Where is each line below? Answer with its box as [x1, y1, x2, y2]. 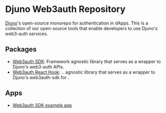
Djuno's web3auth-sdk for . [12, 74, 69, 80]
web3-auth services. [5, 30, 48, 36]
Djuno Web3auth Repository [5, 3, 126, 15]
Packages [5, 45, 37, 53]
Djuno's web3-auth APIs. [12, 63, 64, 69]
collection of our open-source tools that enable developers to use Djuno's [5, 25, 158, 31]
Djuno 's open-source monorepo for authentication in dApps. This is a [5, 20, 148, 26]
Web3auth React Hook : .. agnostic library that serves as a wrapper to [12, 69, 155, 75]
